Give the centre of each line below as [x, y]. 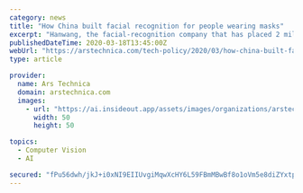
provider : [28, 76]
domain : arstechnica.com [64, 92]
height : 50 [54, 126]
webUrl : [24, 51]
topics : [24, 142]
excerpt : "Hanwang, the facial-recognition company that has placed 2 [145, 34]
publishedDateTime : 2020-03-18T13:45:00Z [88, 43]
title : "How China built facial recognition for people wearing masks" [147, 26]
